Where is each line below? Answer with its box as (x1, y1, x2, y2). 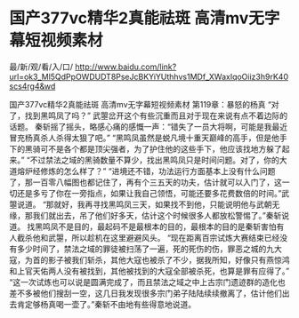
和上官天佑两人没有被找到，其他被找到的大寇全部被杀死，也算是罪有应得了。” (9, 266, 290, 276)
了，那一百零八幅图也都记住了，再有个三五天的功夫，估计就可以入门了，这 (9, 177, 282, 187)
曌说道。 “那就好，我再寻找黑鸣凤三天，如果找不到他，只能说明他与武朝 (9, 199, 273, 210)
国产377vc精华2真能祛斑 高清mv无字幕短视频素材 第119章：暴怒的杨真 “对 (9, 99, 279, 109)
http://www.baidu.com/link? (75, 61, 177, 72)
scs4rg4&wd (9, 81, 56, 91)
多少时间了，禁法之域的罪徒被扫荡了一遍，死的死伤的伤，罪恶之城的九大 (16, 243, 282, 254)
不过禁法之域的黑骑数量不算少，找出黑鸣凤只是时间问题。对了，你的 (29, 155, 280, 165)
